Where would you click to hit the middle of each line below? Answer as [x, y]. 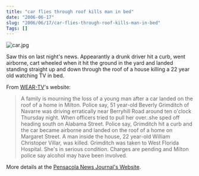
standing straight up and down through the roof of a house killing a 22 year [98, 70]
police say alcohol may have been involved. [74, 156]
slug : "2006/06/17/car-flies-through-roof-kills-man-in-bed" [83, 23]
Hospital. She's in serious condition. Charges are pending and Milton [105, 149]
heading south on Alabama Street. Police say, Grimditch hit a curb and [106, 124]
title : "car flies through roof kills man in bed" [70, 12]
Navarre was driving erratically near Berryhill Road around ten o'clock [106, 111]
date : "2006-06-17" [30, 17]
